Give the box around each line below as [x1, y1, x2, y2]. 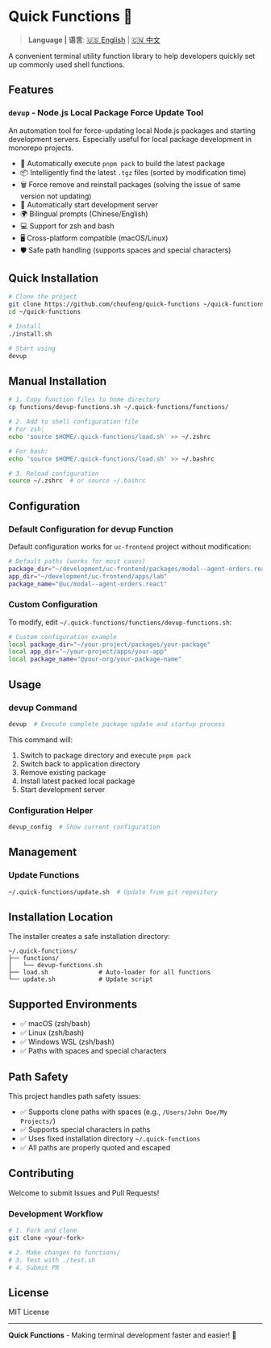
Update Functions [8, 870, 80, 881]
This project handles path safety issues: [8, 1091, 141, 1100]
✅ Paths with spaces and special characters [19, 1046, 167, 1056]
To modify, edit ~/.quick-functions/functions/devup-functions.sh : [8, 617, 232, 627]
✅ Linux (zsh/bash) [19, 1028, 85, 1037]
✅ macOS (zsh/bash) [19, 1019, 91, 1029]
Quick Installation [8, 272, 99, 286]
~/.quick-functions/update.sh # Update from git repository [8, 887, 219, 896]
